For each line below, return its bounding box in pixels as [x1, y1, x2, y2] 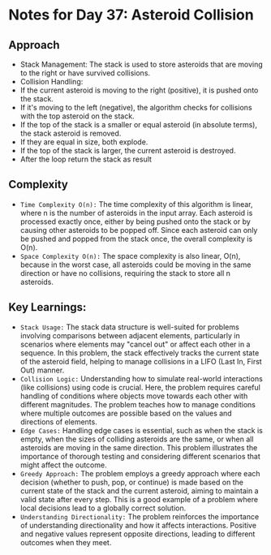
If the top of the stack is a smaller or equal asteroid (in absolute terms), [19, 120, 258, 129]
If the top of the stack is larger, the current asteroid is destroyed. [19, 146, 236, 155]
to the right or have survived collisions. [19, 68, 151, 78]
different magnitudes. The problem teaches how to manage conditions [19, 399, 256, 409]
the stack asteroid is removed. [19, 128, 122, 138]
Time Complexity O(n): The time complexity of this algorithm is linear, [19, 199, 253, 209]
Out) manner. [19, 365, 65, 375]
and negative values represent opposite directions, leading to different [19, 529, 256, 539]
